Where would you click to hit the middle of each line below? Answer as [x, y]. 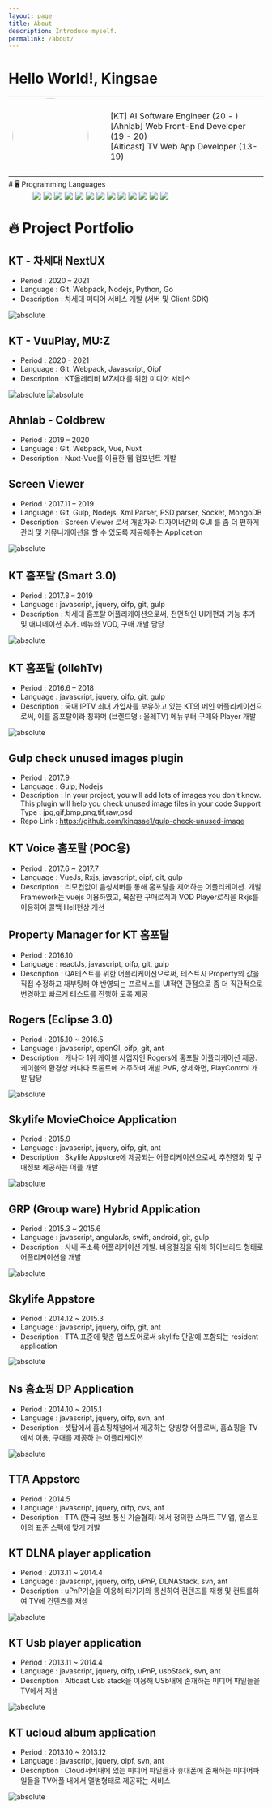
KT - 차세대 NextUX [57, 261]
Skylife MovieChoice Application [93, 1120]
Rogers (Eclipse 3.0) [61, 1020]
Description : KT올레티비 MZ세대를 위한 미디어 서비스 [106, 379]
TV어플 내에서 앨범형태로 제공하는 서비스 [106, 1781]
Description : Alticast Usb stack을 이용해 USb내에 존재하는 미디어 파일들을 [140, 1681]
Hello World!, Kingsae [83, 79]
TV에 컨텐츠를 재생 [59, 1601]
